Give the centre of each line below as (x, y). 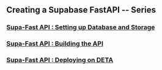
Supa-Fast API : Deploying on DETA (60, 60)
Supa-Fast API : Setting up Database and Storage (81, 27)
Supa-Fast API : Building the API (55, 44)
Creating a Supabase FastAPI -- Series (81, 10)
